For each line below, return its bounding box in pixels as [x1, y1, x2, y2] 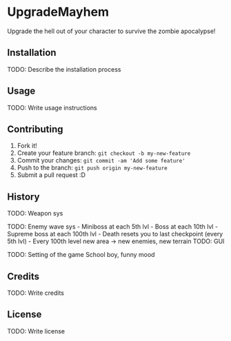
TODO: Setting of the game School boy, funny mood [7, 251, 155, 259]
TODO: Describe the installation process [7, 65, 121, 73]
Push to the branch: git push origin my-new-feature [17, 163, 168, 172]
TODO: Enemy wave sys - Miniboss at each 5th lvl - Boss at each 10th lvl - [7, 223, 219, 231]
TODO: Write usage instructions [7, 103, 98, 112]
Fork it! [17, 142, 38, 150]
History [7, 191, 40, 203]
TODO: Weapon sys [7, 209, 63, 218]
